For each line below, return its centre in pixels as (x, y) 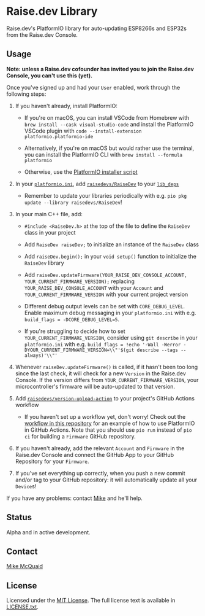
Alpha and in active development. (48, 532)
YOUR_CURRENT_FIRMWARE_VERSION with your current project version (106, 294)
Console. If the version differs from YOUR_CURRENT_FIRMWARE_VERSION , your (107, 380)
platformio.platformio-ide (59, 136)
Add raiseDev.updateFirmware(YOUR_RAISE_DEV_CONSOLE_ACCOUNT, (106, 275)
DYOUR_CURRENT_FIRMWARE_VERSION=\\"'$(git (79, 350)
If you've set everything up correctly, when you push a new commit (100, 473)
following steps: (26, 94)
